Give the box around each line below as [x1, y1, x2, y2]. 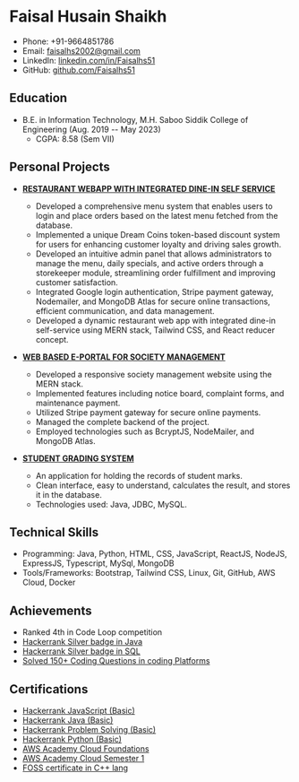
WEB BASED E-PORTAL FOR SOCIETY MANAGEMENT [21, 352, 226, 362]
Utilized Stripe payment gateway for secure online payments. [35, 406, 261, 418]
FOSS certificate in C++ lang [21, 762, 128, 773]
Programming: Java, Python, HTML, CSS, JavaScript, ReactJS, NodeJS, [21, 549, 287, 560]
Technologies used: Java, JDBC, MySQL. [35, 499, 188, 509]
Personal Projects [9, 160, 110, 175]
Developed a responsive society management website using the [35, 369, 272, 379]
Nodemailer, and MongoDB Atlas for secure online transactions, [35, 296, 270, 307]
